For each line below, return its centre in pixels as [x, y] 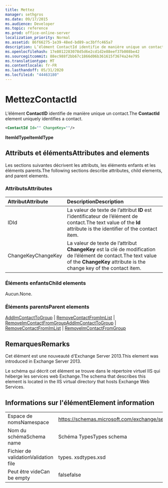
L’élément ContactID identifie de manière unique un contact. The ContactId [82, 113]
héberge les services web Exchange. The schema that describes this [75, 376]
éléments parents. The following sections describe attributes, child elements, [84, 170]
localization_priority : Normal [38, 38]
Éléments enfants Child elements [45, 283]
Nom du [17, 431]
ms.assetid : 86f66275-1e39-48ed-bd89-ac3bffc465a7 [59, 42]
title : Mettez [20, 10]
